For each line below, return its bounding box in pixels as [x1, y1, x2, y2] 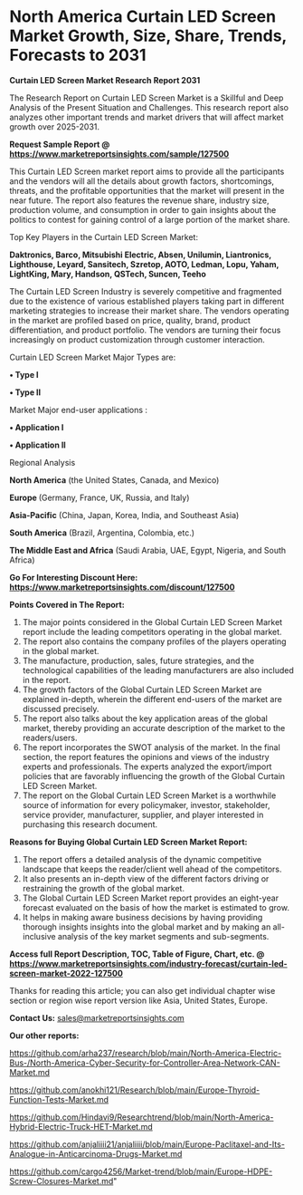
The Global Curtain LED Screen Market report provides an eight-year [22, 892, 279, 903]
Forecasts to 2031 [9, 45, 147, 65]
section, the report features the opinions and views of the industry [22, 751, 270, 762]
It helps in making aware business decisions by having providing [22, 911, 263, 922]
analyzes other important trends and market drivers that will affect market [9, 111, 284, 122]
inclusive [22, 930, 56, 941]
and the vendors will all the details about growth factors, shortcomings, [9, 175, 274, 187]
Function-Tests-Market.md [9, 1094, 109, 1104]
